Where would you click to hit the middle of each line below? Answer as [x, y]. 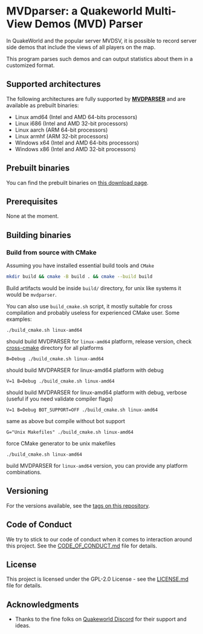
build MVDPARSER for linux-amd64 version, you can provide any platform [97, 465]
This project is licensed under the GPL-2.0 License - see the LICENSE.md [97, 579]
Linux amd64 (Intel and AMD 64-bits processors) [76, 117]
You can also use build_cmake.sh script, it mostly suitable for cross [89, 306]
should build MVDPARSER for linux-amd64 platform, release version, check [99, 341]
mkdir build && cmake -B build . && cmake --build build [79, 277]
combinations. [24, 472]
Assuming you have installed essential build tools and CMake [80, 266]
